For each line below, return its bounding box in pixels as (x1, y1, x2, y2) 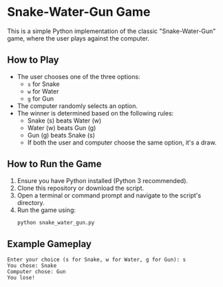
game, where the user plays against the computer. (7, 34, 150, 42)
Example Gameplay (7, 238, 92, 250)
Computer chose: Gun (7, 268, 67, 275)
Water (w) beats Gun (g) (27, 123, 96, 131)
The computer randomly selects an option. (17, 101, 138, 110)
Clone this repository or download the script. (17, 184, 145, 192)
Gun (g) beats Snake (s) (27, 131, 95, 139)
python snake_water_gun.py (17, 219, 95, 226)
